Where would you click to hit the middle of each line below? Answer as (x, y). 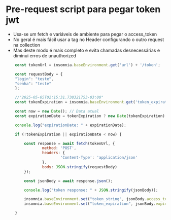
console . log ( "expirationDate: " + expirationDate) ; (71, 125)
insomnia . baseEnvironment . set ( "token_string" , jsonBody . (85, 199)
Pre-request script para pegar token (83, 9)
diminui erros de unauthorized (45, 56)
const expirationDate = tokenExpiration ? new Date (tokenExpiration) (90, 116)
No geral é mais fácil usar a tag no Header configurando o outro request (89, 40)
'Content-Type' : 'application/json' (99, 158)
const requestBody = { (39, 74)
